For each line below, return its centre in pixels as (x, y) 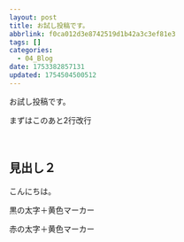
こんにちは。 (32, 191)
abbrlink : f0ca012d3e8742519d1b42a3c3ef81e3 (92, 34)
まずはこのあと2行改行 (50, 120)
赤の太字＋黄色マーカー (52, 229)
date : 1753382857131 (47, 67)
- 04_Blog (35, 59)
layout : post (33, 17)
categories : (31, 51)
